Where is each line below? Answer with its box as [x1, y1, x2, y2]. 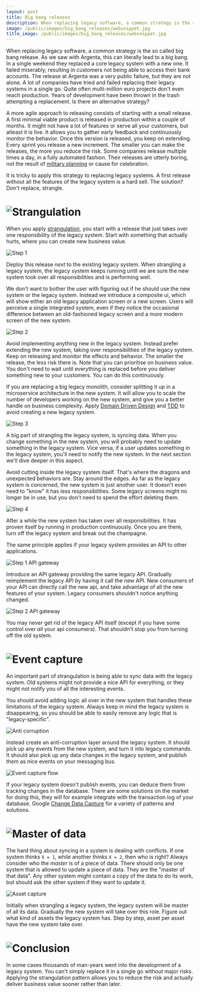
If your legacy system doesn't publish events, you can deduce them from [6, 781, 186, 788]
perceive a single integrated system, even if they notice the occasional [6, 304, 180, 311]
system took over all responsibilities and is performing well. [6, 274, 152, 281]
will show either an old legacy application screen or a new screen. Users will [6, 298, 193, 305]
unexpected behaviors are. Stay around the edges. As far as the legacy [6, 475, 180, 482]
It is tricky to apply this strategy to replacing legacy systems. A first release [6, 172, 190, 179]
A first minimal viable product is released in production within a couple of [6, 116, 186, 123]
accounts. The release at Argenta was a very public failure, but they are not [6, 73, 191, 80]
